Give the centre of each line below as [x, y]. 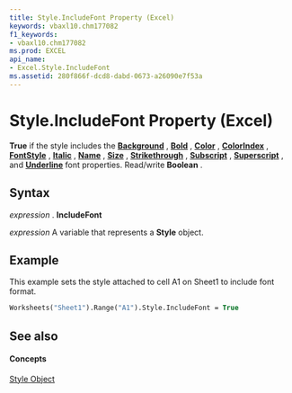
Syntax [30, 193]
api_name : [28, 59]
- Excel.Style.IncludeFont [60, 68]
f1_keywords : [34, 34]
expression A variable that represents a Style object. [106, 232]
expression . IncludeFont [56, 214]
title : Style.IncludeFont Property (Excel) [92, 18]
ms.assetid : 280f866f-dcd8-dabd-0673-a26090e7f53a [106, 76]
